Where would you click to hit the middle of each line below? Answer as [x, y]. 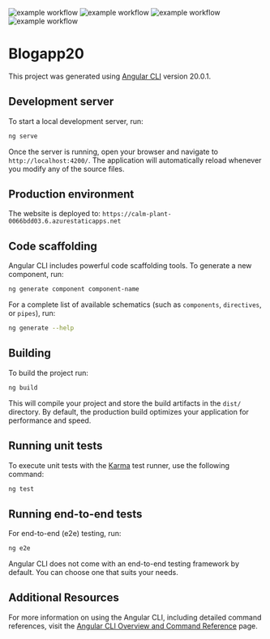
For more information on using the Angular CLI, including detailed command [135, 617]
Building [30, 354]
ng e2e [19, 548]
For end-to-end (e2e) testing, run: [65, 534]
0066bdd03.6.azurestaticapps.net [65, 222]
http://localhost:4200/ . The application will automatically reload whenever [135, 160]
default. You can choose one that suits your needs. [93, 573]
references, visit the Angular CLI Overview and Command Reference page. [133, 626]
